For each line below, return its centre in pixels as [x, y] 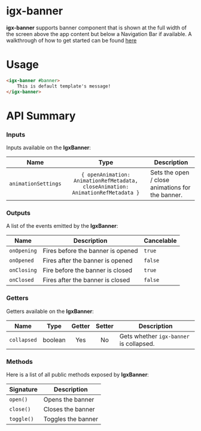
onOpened [22, 261]
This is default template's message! [64, 86]
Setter [104, 326]
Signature [23, 389]
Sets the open [170, 172]
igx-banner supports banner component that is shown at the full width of [97, 28]
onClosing [23, 270]
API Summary [41, 116]
